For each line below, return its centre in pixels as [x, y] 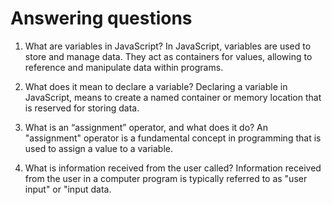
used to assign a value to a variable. [99, 148]
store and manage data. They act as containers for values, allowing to [168, 56]
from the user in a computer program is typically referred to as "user [166, 178]
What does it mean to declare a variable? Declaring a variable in [156, 86]
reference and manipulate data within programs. [124, 67]
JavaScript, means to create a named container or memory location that [173, 97]
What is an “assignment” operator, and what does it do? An [146, 127]
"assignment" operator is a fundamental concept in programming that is [173, 138]
